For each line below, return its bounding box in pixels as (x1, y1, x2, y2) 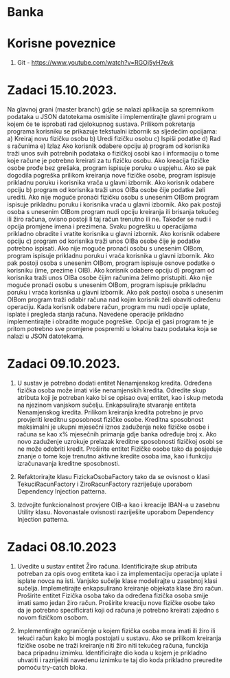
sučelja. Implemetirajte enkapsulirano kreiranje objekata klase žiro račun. (16, 584, 223, 592)
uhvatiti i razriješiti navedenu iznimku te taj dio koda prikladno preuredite (16, 655, 222, 664)
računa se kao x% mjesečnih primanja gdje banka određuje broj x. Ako (16, 430, 218, 438)
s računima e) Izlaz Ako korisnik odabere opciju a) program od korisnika (7, 142, 211, 150)
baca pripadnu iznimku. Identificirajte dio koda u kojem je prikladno (16, 648, 207, 657)
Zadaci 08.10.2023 (7, 540, 117, 555)
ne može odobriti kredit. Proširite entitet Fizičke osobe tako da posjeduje (16, 445, 222, 453)
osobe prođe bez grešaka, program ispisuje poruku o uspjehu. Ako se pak (7, 164, 216, 172)
